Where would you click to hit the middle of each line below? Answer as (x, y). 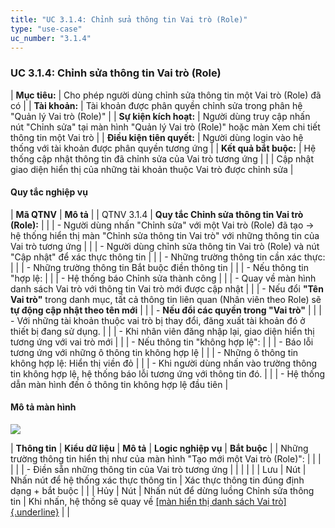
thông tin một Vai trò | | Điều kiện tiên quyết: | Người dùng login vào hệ (157, 137)
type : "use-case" (46, 29)
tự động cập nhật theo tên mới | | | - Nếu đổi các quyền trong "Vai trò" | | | (166, 310)
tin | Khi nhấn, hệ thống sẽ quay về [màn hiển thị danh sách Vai (140, 502)
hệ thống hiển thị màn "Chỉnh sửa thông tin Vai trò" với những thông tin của (165, 235)
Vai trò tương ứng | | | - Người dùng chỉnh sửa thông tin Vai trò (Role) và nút (165, 246)
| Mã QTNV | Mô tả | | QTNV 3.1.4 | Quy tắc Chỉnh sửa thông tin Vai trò (157, 214)
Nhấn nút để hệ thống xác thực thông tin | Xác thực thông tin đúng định (157, 480)
